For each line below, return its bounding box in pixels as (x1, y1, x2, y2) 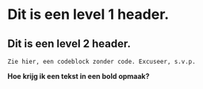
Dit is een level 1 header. (7, 6, 170, 24)
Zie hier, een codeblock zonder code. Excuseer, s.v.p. (7, 57, 196, 65)
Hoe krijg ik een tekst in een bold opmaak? (7, 72, 150, 80)
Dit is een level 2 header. (7, 37, 132, 50)
